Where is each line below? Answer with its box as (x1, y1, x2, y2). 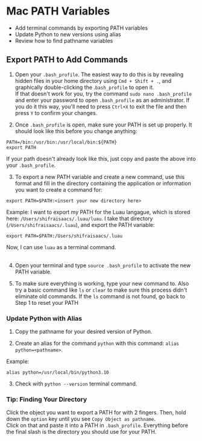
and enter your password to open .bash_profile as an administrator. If (14, 96, 190, 103)
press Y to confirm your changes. (14, 109, 98, 116)
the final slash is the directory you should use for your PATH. (6, 428, 157, 436)
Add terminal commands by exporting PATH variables (14, 24, 148, 31)
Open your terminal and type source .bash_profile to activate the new (14, 261, 191, 269)
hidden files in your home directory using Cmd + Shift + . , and (14, 77, 172, 84)
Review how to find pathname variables (14, 37, 113, 44)
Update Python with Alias (6, 314, 83, 322)
